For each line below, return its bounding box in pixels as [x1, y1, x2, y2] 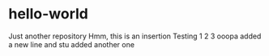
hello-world [8, 5, 89, 23]
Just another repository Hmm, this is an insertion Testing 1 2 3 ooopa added [8, 31, 262, 41]
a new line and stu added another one [8, 39, 135, 49]
